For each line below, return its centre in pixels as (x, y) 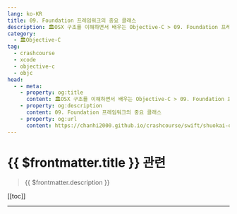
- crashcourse (34, 54)
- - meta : (28, 86)
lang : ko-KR (25, 14)
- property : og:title (51, 93)
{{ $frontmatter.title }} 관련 (86, 162)
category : (22, 34)
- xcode (25, 60)
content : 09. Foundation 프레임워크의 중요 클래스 (94, 112)
